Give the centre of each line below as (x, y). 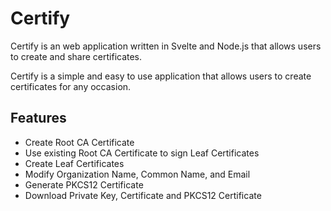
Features (38, 118)
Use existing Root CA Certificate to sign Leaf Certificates (142, 153)
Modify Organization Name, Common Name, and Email (137, 174)
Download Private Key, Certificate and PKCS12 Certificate (143, 195)
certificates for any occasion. (71, 86)
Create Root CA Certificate (79, 142)
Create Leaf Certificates (74, 163)
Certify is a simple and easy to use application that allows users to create (161, 76)
